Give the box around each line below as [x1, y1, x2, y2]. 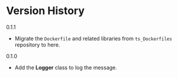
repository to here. [14, 41, 60, 48]
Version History [6, 4, 85, 18]
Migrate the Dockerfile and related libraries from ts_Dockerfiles [14, 35, 173, 42]
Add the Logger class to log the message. [14, 63, 117, 71]
